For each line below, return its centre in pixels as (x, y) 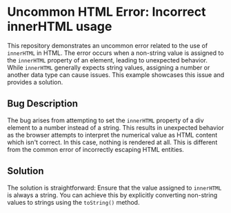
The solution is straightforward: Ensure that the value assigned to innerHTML (114, 188)
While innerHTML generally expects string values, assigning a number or (109, 67)
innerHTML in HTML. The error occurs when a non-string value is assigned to (115, 53)
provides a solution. (35, 82)
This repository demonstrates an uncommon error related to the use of (108, 45)
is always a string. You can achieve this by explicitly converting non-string (112, 195)
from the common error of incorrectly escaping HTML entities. (96, 149)
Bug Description (42, 104)
